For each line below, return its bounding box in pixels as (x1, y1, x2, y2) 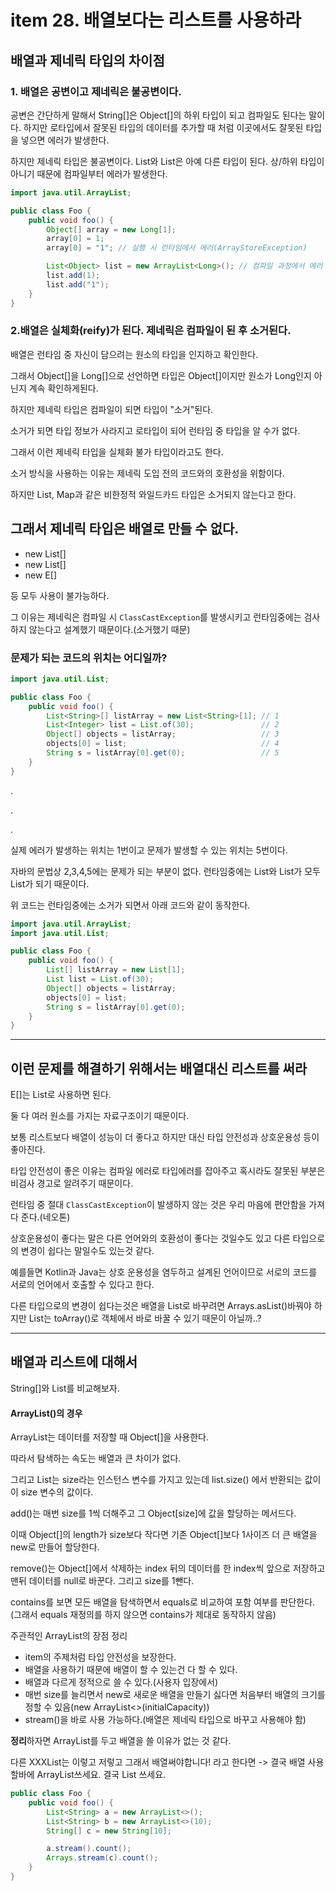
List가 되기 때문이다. (10, 877, 90, 890)
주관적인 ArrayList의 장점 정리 (10, 1630, 128, 1642)
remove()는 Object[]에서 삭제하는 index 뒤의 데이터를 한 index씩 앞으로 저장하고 (10, 1562, 326, 1575)
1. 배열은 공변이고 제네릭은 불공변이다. (10, 84, 182, 98)
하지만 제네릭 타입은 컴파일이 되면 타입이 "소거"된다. (10, 403, 214, 415)
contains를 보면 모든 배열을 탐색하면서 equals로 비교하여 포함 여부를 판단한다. (10, 1596, 316, 1608)
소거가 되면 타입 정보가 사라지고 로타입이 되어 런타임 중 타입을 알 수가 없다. (10, 424, 301, 436)
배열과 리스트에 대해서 (10, 1354, 138, 1371)
